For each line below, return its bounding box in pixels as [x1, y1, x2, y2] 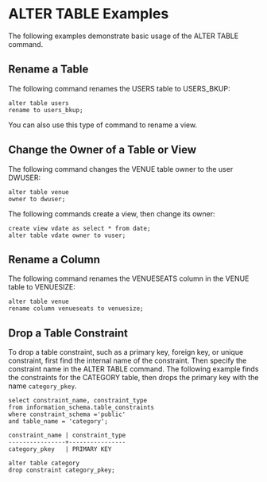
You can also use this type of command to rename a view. [8, 120, 197, 130]
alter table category [8, 459, 80, 468]
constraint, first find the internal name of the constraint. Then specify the [8, 356, 247, 366]
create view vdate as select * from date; [8, 224, 151, 232]
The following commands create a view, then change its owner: [8, 208, 216, 219]
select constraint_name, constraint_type [8, 397, 148, 405]
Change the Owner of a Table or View [8, 143, 197, 157]
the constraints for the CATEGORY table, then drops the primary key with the [8, 373, 259, 383]
